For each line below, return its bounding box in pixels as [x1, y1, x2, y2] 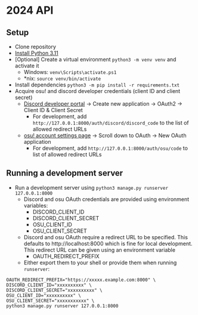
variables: [23, 202, 48, 209]
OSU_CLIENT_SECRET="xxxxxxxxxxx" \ [6, 298, 95, 304]
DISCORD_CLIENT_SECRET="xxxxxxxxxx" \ [6, 287, 103, 293]
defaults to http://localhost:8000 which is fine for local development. [23, 240, 193, 247]
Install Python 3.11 [14, 50, 58, 57]
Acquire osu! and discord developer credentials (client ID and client [14, 88, 181, 94]
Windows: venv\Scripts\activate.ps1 [23, 69, 117, 75]
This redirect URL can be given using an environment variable [23, 246, 176, 254]
